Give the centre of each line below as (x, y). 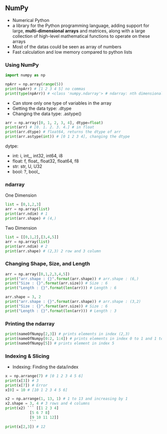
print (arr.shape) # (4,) (31, 219)
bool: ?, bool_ (26, 172)
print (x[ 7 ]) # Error (27, 385)
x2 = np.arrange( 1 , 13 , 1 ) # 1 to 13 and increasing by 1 (66, 399)
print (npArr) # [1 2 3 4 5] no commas (45, 89)
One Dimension (21, 195)
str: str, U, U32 (27, 166)
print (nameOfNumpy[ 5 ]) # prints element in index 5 (60, 343)
